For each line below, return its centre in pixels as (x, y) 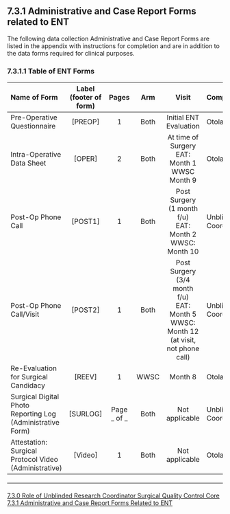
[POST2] (86, 310)
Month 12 (183, 331)
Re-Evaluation (34, 368)
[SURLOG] (86, 414)
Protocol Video (34, 460)
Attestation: (29, 443)
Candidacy (28, 385)
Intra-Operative (36, 155)
